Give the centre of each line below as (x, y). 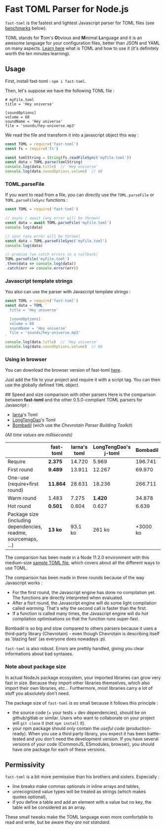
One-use (18, 478)
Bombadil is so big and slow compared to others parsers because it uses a (81, 628)
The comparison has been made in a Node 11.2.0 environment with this (77, 557)
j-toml (112, 453)
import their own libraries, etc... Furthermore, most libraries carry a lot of (79, 688)
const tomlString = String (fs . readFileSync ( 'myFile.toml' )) (68, 158)
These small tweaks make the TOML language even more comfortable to (79, 817)
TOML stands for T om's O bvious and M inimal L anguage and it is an (74, 38)
